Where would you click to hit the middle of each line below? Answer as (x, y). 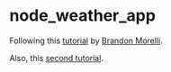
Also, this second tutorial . (56, 58)
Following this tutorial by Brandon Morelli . (86, 40)
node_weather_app (82, 16)
